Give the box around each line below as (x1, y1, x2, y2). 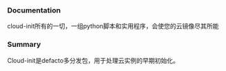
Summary (7, 40, 42, 50)
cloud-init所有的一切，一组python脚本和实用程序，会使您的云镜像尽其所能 (7, 22, 219, 30)
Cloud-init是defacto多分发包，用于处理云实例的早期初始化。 (7, 56, 179, 64)
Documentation (7, 6, 61, 15)
